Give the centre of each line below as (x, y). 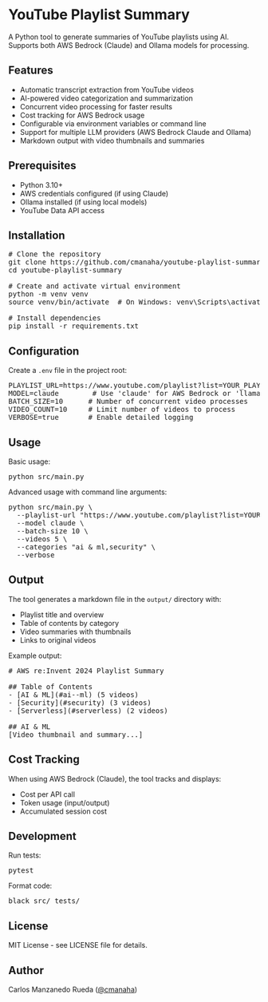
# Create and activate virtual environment (95, 286)
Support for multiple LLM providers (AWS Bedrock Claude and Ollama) (136, 132)
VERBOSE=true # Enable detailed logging (101, 418)
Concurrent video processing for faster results (96, 106)
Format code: (30, 886)
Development (43, 836)
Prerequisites (42, 166)
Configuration (44, 351)
